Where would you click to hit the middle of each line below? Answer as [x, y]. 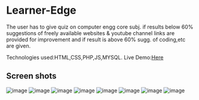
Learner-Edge [41, 10]
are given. [19, 46]
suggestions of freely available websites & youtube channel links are [91, 33]
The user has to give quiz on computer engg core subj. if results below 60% [100, 27]
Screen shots [31, 76]
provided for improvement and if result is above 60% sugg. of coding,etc [96, 39]
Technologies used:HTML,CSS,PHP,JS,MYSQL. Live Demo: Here [85, 57]
